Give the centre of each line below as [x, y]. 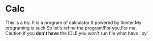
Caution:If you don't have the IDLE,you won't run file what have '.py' [77, 33]
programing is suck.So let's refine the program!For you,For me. [71, 27]
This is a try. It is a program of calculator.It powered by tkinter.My [73, 22]
